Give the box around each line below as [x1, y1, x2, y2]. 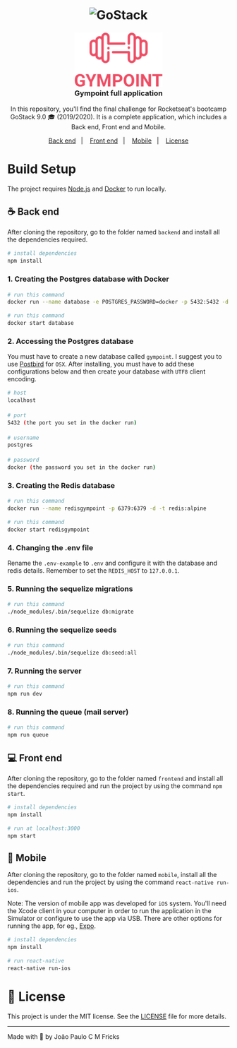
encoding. [7, 375, 37, 383]
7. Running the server [7, 666, 83, 676]
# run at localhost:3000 [7, 825, 80, 832]
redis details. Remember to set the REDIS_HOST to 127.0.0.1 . [7, 566, 180, 575]
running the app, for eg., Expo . [7, 922, 97, 930]
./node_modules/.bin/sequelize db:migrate [7, 608, 134, 616]
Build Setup [7, 161, 76, 177]
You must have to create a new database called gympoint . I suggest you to [7, 352, 222, 361]
